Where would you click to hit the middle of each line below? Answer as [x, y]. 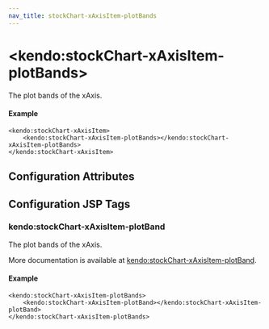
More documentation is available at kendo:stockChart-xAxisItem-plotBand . [132, 260]
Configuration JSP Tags [69, 204]
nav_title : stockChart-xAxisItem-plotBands [83, 16]
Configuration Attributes [71, 177]
